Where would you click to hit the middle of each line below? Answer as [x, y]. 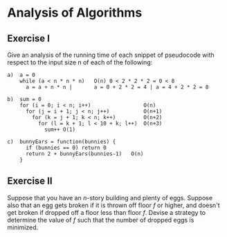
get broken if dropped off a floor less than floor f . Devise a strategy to [107, 212]
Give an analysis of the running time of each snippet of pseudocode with [111, 55]
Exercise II [30, 181]
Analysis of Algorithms [75, 13]
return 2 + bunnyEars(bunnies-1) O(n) [84, 154]
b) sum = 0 [24, 99]
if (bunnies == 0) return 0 [66, 148]
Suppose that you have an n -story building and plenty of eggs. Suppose [110, 197]
